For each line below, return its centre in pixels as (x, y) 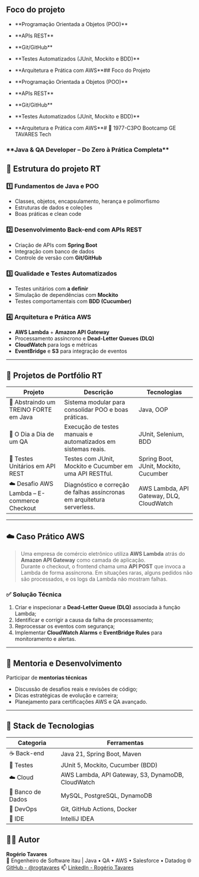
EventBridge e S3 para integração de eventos (71, 351)
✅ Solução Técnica (34, 594)
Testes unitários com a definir (52, 289)
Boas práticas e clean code (48, 214)
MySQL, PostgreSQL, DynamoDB (107, 795)
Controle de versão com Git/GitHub (58, 258)
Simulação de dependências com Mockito (66, 295)
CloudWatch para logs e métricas (56, 345)
